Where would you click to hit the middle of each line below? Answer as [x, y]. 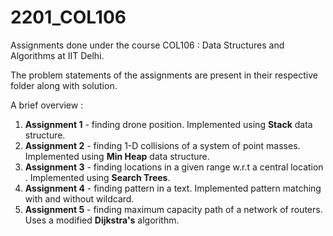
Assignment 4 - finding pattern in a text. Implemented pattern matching [173, 188]
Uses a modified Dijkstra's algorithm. [102, 220]
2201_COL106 [68, 17]
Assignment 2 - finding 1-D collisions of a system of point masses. [162, 145]
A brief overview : [47, 105]
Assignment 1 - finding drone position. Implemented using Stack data [168, 124]
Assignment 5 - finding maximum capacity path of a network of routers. [173, 209]
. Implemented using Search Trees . [97, 177]
